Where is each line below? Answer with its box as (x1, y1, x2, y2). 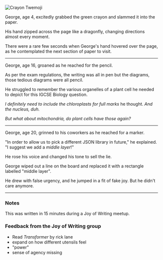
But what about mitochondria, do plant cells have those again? (5, 116, 131, 121)
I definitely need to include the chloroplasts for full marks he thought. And (5, 101, 153, 107)
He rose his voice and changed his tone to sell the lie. (5, 154, 112, 159)
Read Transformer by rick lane (12, 234, 73, 240)
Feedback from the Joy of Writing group (5, 223, 101, 230)
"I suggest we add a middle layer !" (5, 144, 74, 150)
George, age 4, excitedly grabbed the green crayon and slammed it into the (5, 14, 155, 19)
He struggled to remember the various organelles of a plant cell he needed (5, 87, 154, 92)
